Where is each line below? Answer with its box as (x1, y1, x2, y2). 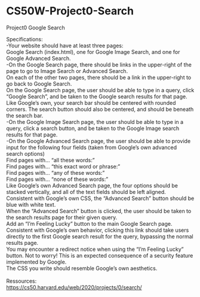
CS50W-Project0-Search (6, 4, 134, 18)
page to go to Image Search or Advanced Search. (6, 67, 128, 74)
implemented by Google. (6, 258, 67, 265)
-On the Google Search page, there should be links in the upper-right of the (6, 61, 192, 68)
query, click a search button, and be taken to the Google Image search (6, 125, 180, 132)
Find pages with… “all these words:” (6, 156, 95, 163)
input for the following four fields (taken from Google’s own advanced (6, 144, 177, 151)
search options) (6, 150, 45, 157)
